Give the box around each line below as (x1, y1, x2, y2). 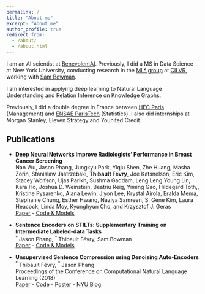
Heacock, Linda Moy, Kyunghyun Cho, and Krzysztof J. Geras (15, 203, 171, 210)
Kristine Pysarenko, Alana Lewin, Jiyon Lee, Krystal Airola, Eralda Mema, (15, 190, 198, 197)
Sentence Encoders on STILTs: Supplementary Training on (15, 221, 167, 228)
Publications (6, 134, 56, 145)
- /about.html (12, 44, 48, 50)
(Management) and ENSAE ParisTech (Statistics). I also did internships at (6, 110, 190, 117)
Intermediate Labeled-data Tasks (15, 228, 102, 235)
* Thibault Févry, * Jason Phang (15, 260, 95, 268)
